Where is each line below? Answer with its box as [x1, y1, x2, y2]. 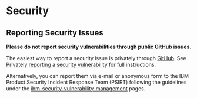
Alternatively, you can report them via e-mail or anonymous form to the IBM [6, 73, 189, 79]
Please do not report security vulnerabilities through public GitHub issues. [6, 43, 192, 50]
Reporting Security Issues [6, 28, 104, 38]
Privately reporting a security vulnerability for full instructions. [6, 61, 156, 68]
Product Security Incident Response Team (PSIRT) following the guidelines [6, 79, 187, 86]
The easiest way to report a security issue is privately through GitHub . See [6, 55, 186, 61]
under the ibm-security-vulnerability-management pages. [6, 85, 146, 92]
